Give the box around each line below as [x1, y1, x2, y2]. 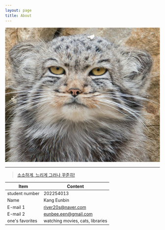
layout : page [5, 8, 32, 13]
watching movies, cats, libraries [43, 218, 108, 224]
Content [67, 183, 84, 189]
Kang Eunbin [43, 197, 70, 203]
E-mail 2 [7, 211, 26, 217]
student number [7, 191, 40, 197]
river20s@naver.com [43, 204, 86, 210]
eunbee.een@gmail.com [43, 211, 93, 217]
